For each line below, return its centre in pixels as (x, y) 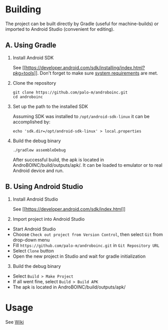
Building (23, 9)
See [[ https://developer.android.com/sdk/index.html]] (69, 209)
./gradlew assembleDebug (39, 150)
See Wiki (15, 322)
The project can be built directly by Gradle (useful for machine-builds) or (82, 24)
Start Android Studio (34, 229)
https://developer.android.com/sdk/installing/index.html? (85, 67)
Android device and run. (38, 170)
